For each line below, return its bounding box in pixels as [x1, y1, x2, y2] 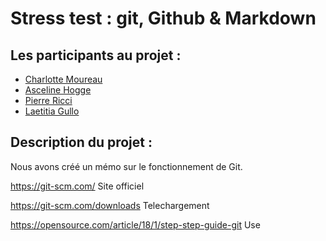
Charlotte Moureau [24, 73, 103, 85]
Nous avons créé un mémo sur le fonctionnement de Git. [10, 160, 243, 172]
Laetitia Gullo [24, 105, 80, 117]
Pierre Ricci [24, 95, 73, 106]
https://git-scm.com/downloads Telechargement [10, 199, 210, 211]
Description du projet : [10, 134, 153, 151]
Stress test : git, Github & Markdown [10, 7, 317, 30]
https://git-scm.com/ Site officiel [10, 180, 145, 192]
